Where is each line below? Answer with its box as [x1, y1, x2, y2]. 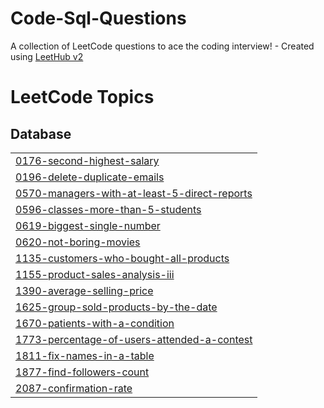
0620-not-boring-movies [15, 235, 141, 249]
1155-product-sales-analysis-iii [15, 267, 175, 281]
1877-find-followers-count [15, 365, 150, 379]
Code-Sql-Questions [10, 7, 187, 30]
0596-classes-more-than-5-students [15, 202, 202, 216]
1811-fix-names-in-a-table [15, 348, 155, 362]
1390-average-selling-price [15, 283, 154, 297]
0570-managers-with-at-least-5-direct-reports [15, 186, 253, 200]
